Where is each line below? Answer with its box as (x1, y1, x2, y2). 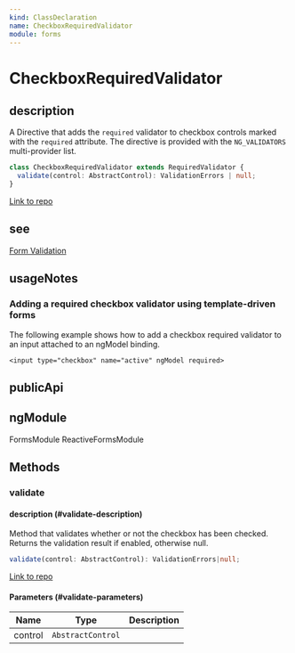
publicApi (9, 380, 64, 395)
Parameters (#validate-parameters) (9, 592, 144, 602)
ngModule (9, 411, 68, 426)
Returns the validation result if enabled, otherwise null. (9, 538, 209, 549)
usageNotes (9, 271, 78, 286)
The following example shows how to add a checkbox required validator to (9, 329, 283, 339)
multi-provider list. (9, 146, 77, 157)
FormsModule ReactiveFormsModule (9, 434, 145, 445)
